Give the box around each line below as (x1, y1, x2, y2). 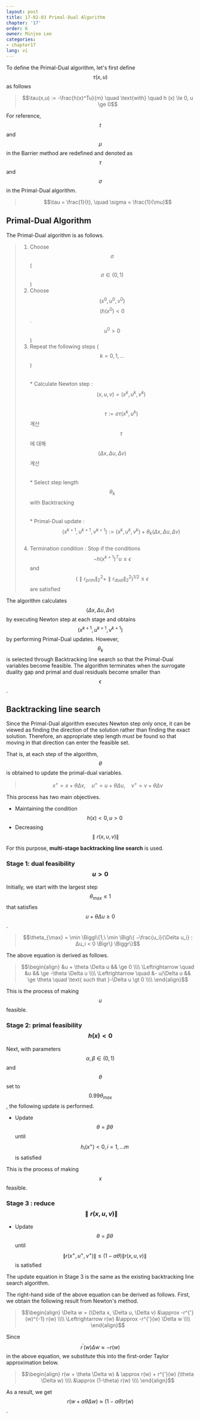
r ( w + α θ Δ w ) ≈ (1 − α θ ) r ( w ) (66, 1398, 134, 1405)
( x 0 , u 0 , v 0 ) (99, 296, 125, 305)
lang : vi (6, 48, 28, 54)
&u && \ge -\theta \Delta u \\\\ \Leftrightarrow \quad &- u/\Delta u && (24, 970, 191, 977)
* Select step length (29, 478, 79, 486)
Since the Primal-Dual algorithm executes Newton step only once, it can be (6, 720, 191, 727)
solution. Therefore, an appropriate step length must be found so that (6, 733, 177, 740)
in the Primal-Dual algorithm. (6, 186, 77, 194)
